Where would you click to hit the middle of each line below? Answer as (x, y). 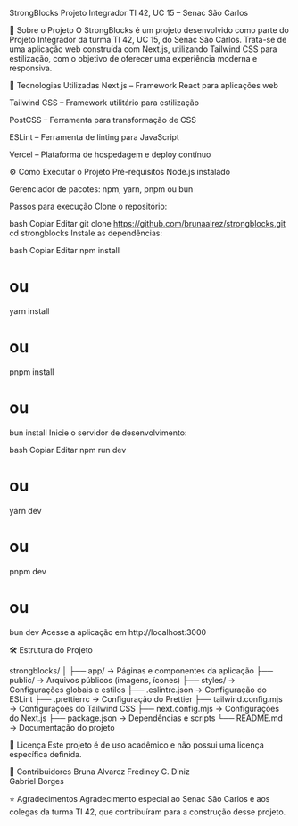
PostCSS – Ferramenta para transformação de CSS (103, 120)
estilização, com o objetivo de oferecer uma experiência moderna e (133, 58)
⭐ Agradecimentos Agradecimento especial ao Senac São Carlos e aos (140, 798)
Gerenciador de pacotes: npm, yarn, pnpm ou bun (101, 189)
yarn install (29, 310)
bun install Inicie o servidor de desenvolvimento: (98, 433)
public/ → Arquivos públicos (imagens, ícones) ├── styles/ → (123, 680)
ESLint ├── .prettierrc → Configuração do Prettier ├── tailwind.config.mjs (146, 698)
